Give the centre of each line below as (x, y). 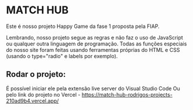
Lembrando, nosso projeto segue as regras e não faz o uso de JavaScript (94, 37)
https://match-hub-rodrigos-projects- (127, 94)
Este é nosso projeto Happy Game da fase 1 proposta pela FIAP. (83, 26)
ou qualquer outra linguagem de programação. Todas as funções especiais (96, 44)
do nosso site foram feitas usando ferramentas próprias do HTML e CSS (93, 49)
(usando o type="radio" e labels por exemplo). (62, 56)
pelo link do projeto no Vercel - (43, 94)
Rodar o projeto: (36, 74)
